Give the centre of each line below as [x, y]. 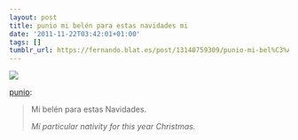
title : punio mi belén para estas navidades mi [99, 26]
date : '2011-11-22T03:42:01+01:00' [75, 34]
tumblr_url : [31, 51]
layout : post [33, 17]
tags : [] [25, 42]
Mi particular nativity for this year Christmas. [113, 127]
